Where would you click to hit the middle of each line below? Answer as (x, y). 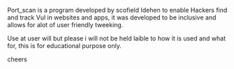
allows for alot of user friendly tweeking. (65, 25)
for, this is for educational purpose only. (65, 46)
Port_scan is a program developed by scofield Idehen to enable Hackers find (117, 10)
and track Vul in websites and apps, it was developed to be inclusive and (112, 17)
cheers (17, 59)
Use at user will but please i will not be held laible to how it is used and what (117, 38)
